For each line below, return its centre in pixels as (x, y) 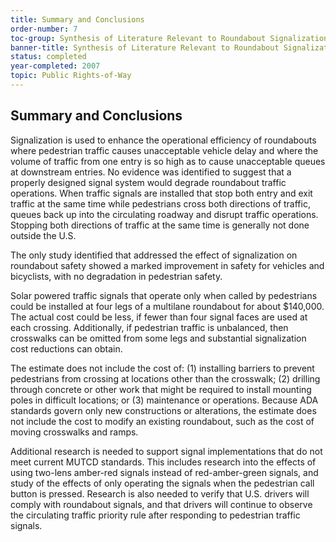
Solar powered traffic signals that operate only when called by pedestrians (164, 295)
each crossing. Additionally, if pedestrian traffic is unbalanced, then (149, 327)
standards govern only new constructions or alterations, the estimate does (163, 410)
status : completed (48, 57)
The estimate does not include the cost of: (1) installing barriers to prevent (162, 368)
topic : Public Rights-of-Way (71, 76)
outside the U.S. (43, 235)
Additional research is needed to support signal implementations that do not (166, 451)
